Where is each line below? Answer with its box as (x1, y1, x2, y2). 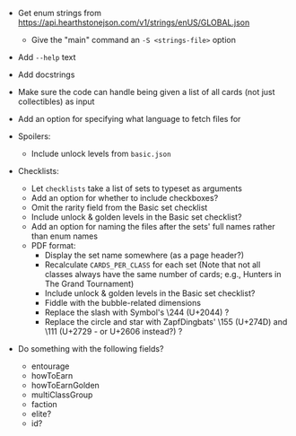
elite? (30, 408, 52, 419)
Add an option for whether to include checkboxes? (30, 193, 219, 203)
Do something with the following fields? (17, 344, 164, 353)
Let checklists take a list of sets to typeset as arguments (30, 183, 242, 194)
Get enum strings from (17, 8, 101, 18)
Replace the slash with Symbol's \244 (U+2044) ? (44, 307, 230, 318)
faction (30, 399, 58, 409)
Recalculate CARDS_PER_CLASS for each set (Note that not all (44, 259, 261, 270)
